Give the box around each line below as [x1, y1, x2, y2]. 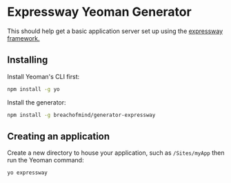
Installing [7, 54, 48, 66]
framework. [7, 34, 40, 42]
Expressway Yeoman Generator [7, 4, 192, 20]
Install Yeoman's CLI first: [7, 72, 80, 80]
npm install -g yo [7, 85, 60, 93]
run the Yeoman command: [7, 156, 84, 164]
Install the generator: [7, 98, 67, 107]
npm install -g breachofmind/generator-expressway [7, 111, 156, 118]
